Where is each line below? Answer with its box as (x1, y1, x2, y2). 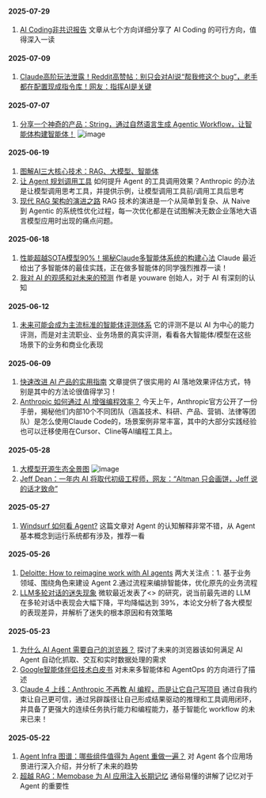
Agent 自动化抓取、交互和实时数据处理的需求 (19, 655, 166, 665)
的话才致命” (19, 483, 58, 493)
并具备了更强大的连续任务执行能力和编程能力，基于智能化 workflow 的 (19, 704, 249, 714)
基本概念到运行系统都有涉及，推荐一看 (19, 531, 145, 540)
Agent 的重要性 (19, 781, 70, 791)
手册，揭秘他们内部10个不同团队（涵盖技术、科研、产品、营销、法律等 (19, 407, 249, 416)
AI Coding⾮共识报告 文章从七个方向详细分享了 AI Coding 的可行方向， (19, 25, 250, 35)
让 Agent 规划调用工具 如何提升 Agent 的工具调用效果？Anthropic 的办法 (19, 176, 256, 185)
